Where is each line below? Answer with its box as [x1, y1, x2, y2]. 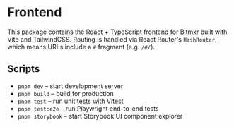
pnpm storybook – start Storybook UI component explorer [17, 111, 183, 120]
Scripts [7, 63, 40, 75]
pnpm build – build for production [17, 89, 115, 97]
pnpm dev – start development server [17, 82, 124, 90]
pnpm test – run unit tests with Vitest [17, 97, 124, 105]
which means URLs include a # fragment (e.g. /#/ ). [7, 42, 156, 51]
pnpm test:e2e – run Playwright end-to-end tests [17, 104, 159, 113]
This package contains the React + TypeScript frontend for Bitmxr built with [7, 28, 228, 36]
